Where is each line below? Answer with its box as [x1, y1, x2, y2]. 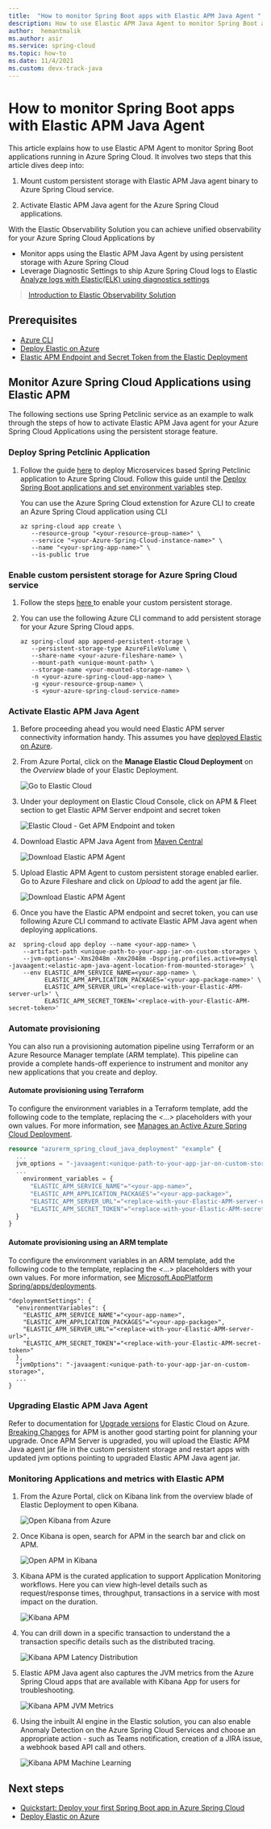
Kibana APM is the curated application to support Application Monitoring [19, 1571, 261, 1581]
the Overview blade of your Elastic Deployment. [19, 765, 179, 776]
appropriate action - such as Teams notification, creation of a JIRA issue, [19, 1734, 263, 1743]
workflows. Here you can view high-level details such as [19, 1580, 208, 1590]
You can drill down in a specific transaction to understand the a [19, 1629, 231, 1638]
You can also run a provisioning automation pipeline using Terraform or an [8, 1041, 255, 1051]
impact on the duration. [19, 1597, 98, 1607]
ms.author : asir [8, 34, 63, 43]
